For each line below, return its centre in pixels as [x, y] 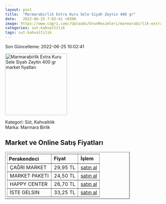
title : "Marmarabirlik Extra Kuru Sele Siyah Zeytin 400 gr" [70, 14]
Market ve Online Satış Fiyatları [54, 143]
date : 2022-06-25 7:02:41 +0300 [41, 19]
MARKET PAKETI [29, 175]
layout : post [19, 10]
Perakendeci [24, 159]
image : [12, 23]
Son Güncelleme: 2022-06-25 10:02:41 [45, 47]
